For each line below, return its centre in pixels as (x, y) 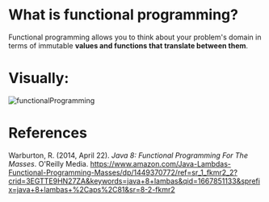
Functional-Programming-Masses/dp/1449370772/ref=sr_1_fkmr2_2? (123, 172)
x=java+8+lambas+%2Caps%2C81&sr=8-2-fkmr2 (92, 189)
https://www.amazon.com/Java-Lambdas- (161, 163)
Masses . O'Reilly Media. (48, 163)
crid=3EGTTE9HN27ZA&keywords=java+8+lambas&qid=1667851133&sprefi (134, 181)
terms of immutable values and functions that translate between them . (128, 45)
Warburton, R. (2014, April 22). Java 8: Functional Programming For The (128, 155)
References (48, 133)
